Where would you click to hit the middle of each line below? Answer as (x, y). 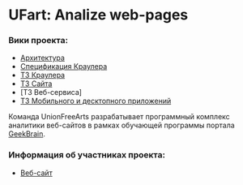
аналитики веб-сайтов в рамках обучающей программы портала (122, 125)
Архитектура (42, 58)
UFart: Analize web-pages (98, 15)
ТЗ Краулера (43, 75)
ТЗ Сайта (36, 84)
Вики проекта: (38, 41)
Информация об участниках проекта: (87, 155)
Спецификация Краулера (64, 67)
